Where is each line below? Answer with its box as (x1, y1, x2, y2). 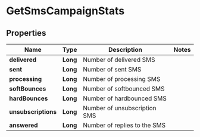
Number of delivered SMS (83, 55, 156, 64)
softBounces (9, 85, 46, 93)
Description (108, 46, 143, 54)
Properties (6, 28, 46, 38)
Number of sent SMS (83, 66, 142, 73)
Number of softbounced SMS (83, 85, 165, 93)
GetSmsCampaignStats (6, 4, 125, 18)
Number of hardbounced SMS (83, 94, 167, 102)
